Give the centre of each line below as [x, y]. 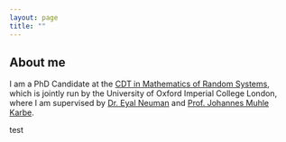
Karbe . [22, 112]
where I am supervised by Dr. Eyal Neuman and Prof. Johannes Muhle [139, 103]
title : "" [28, 26]
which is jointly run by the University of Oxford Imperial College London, [143, 93]
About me [37, 62]
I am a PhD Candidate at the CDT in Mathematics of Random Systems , [140, 84]
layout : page [34, 18]
